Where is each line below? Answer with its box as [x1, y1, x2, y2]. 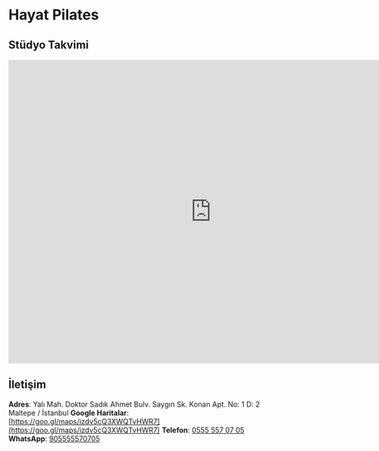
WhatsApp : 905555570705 [8, 433, 100, 443]
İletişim [8, 378, 47, 392]
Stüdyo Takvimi [8, 38, 89, 52]
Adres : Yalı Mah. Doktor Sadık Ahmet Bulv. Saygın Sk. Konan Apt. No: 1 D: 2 [8, 399, 261, 409]
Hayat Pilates [8, 6, 100, 24]
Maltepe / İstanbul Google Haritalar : [8, 407, 130, 418]
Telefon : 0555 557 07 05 [161, 425, 245, 435]
